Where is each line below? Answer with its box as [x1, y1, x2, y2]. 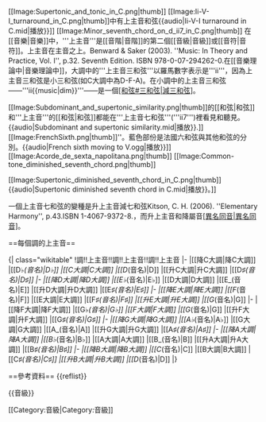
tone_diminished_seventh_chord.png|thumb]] [8, 160, 156, 169]
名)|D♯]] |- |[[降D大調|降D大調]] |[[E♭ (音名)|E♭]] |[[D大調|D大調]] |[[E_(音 [8, 275, 241, 285]
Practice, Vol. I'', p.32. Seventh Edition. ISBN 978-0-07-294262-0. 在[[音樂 [8, 56, 250, 65]
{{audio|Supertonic [8, 184, 71, 194]
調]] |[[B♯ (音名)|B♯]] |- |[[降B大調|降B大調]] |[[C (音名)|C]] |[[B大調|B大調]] [8, 345, 247, 354]
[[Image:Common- [173, 151, 234, 161]
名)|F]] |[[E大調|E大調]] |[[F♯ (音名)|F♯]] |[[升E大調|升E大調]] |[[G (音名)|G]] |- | [8, 295, 258, 304]
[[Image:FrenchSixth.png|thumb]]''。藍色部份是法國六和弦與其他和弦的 [8, 133, 241, 141]
